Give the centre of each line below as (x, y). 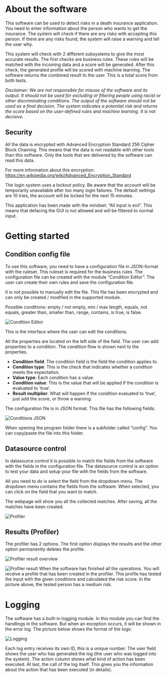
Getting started (37, 236)
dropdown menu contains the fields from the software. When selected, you (82, 486)
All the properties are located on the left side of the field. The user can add (82, 341)
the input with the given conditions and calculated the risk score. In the (78, 579)
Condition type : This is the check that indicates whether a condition (83, 367)
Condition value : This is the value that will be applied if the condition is (85, 382)
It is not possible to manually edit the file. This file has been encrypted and (82, 292)
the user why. (19, 44)
